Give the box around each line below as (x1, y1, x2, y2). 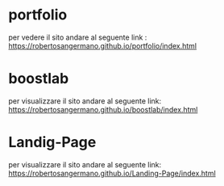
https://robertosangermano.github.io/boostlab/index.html (8, 104, 198, 114)
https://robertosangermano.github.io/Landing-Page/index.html (8, 168, 216, 178)
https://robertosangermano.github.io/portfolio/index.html (8, 40, 197, 50)
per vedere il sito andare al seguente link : (8, 32, 147, 42)
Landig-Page (8, 133, 97, 151)
